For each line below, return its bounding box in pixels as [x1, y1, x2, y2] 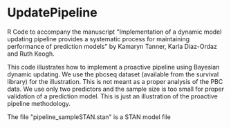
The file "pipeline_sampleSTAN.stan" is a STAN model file [7, 112, 171, 121]
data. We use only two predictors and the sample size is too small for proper [7, 85, 225, 93]
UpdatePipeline [7, 5, 98, 21]
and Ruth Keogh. [7, 50, 55, 58]
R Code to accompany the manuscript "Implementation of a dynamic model [7, 28, 222, 36]
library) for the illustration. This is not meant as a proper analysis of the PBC [7, 77, 223, 85]
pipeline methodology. [7, 99, 71, 107]
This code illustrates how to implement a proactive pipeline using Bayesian [7, 63, 220, 71]
